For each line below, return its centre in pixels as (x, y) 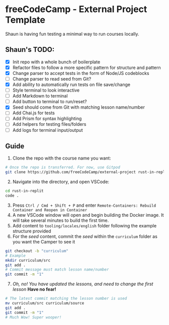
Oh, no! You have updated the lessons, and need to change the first (83, 284)
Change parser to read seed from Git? (52, 78)
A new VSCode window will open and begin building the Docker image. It (88, 215)
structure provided (32, 231)
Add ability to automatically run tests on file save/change (71, 85)
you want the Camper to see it (44, 241)
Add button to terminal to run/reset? (50, 102)
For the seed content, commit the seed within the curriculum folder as (85, 236)
